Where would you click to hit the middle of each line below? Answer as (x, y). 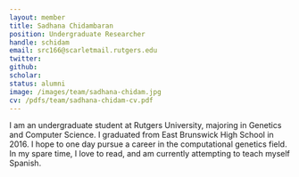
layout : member (37, 17)
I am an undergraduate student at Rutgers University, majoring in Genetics (145, 125)
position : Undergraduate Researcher (77, 34)
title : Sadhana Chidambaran (62, 26)
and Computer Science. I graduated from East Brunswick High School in (141, 135)
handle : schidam (39, 42)
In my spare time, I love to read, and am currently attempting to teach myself (149, 154)
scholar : (25, 76)
